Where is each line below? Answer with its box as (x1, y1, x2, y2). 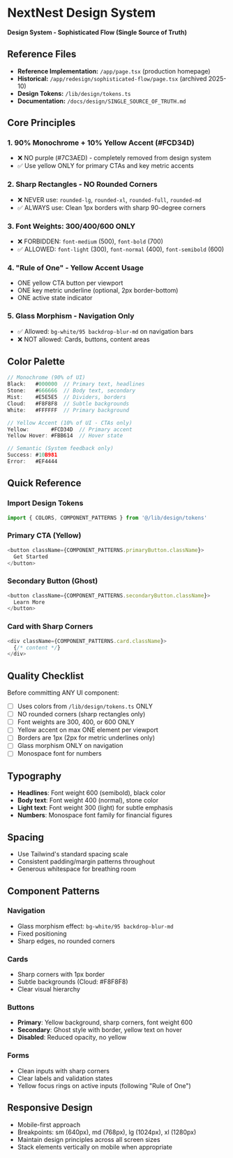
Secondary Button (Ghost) (7, 576, 98, 586)
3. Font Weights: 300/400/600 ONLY (7, 221, 136, 231)
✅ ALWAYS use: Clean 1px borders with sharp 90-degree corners (17, 203, 206, 211)
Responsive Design (7, 1102, 93, 1114)
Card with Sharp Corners (7, 621, 93, 631)
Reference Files (7, 48, 77, 60)
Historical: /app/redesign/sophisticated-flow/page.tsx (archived (17, 74, 207, 83)
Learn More (13, 598, 45, 606)
